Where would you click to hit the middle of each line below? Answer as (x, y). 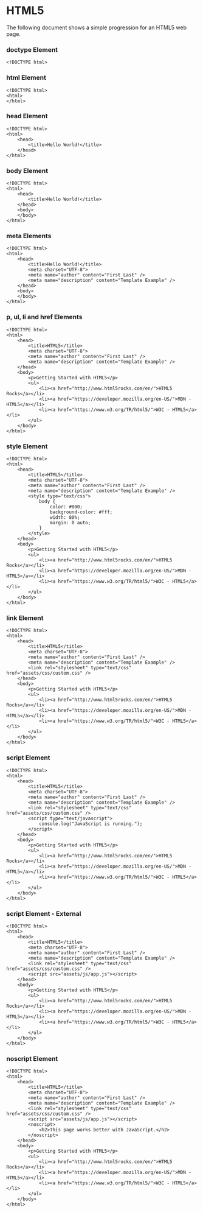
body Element (27, 171)
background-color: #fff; (81, 512)
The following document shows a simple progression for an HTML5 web (97, 27)
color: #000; (66, 507)
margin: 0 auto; (70, 523)
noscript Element (32, 1058)
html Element (26, 78)
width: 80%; (65, 518)
